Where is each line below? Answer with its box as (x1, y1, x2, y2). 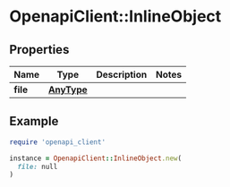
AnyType (47, 83, 88, 96)
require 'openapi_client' (9, 137, 106, 147)
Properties (9, 42, 70, 57)
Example (9, 114, 59, 129)
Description (96, 69, 148, 81)
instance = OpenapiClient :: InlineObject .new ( (9, 154, 182, 163)
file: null (17, 162, 58, 171)
